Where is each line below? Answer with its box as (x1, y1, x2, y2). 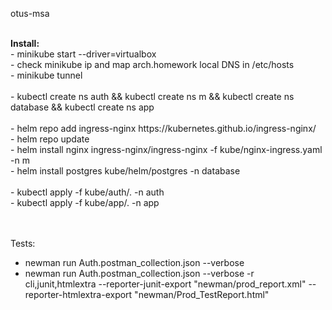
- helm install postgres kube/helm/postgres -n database (10, 165, 241, 177)
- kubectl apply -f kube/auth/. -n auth (10, 186, 165, 198)
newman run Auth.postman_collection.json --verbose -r (24, 268, 255, 279)
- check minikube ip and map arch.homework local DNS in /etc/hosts (10, 59, 295, 70)
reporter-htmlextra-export (24, 289, 133, 300)
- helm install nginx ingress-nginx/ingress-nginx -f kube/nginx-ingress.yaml (10, 144, 323, 155)
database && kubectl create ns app (10, 101, 155, 113)
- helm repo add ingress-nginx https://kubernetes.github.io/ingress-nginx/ (10, 123, 317, 134)
